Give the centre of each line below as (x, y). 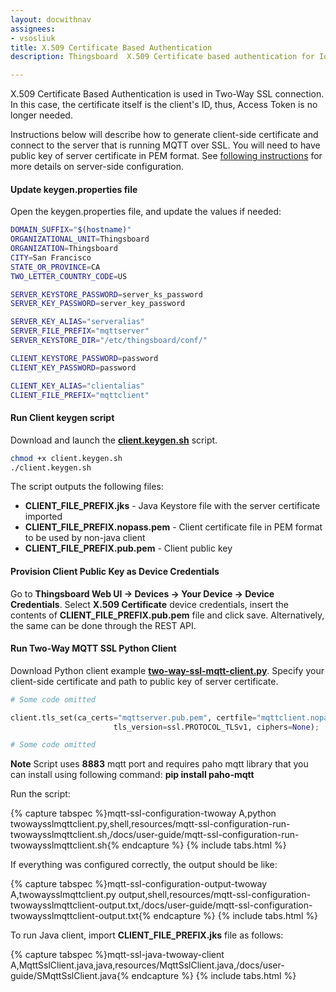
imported (43, 517)
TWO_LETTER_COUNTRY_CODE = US (69, 276)
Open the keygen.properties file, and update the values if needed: (146, 212)
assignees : (33, 29)
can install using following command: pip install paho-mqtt (132, 775)
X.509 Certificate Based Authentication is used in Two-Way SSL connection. (167, 94)
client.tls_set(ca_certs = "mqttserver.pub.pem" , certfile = (133, 717)
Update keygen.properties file (74, 189)
